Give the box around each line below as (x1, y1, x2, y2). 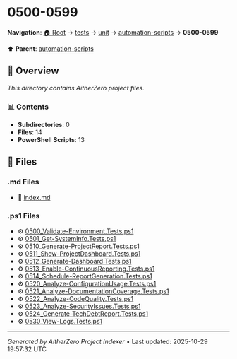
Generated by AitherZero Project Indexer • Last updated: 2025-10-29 (7, 337, 208, 346)
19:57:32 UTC (7, 345, 47, 353)
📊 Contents (7, 102, 49, 112)
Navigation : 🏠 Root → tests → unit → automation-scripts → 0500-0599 (7, 28, 219, 36)
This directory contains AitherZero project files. (7, 83, 145, 92)
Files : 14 (17, 128, 42, 136)
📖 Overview (7, 65, 59, 77)
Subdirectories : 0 (17, 121, 71, 129)
